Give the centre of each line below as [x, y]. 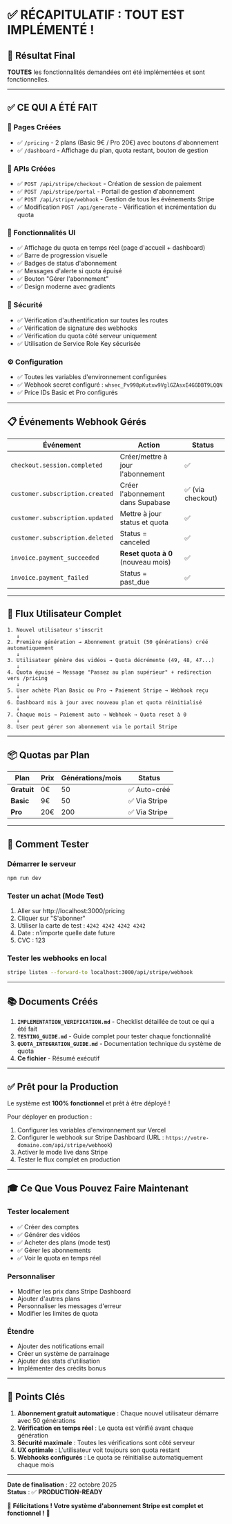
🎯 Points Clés [36, 1396]
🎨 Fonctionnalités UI [41, 232]
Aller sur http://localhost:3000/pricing [71, 911]
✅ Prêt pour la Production [63, 1086]
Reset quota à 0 [146, 553]
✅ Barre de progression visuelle [62, 255]
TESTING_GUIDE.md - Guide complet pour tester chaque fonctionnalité [114, 1036]
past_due [135, 582]
